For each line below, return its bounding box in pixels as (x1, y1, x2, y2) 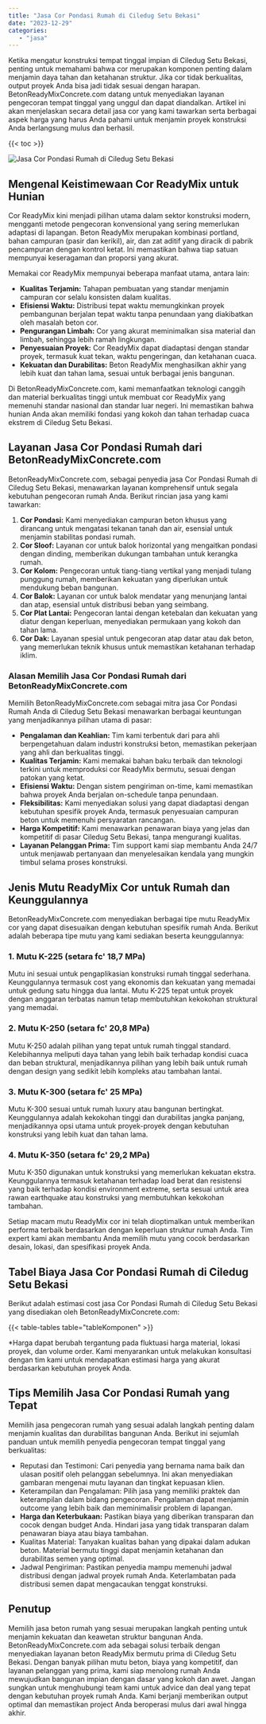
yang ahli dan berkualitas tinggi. (19, 747, 125, 757)
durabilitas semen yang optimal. (19, 1554, 125, 1563)
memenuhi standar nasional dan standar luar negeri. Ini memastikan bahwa (8, 401, 254, 411)
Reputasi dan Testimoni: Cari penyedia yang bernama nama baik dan (19, 1461, 245, 1470)
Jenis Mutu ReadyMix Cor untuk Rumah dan (8, 880, 230, 894)
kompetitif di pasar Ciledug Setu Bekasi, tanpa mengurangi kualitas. (19, 833, 242, 842)
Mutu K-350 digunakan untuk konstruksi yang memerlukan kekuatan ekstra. (8, 1168, 256, 1177)
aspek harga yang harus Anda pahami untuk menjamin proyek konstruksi (8, 115, 247, 124)
